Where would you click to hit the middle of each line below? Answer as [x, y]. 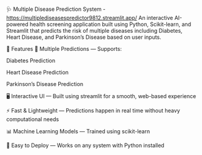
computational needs [33, 119]
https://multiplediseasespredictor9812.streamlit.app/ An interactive [90, 18]
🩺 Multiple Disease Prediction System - [56, 9]
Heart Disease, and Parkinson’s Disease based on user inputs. [84, 37]
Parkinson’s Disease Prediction [45, 84]
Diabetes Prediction [31, 61]
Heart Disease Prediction [37, 72]
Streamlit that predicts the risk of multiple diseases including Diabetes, [95, 31]
